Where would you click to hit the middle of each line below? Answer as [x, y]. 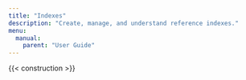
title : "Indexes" [37, 16]
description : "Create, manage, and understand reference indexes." [124, 23]
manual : [29, 38]
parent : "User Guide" [59, 46]
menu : [17, 30]
